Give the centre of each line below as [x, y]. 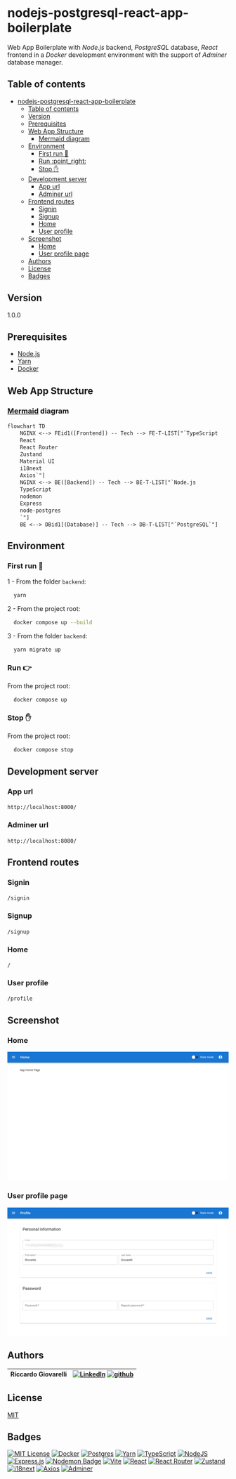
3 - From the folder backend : [47, 636]
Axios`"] [33, 475]
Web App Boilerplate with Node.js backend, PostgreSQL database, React [113, 47]
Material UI [37, 461]
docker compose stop [44, 749]
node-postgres [40, 511]
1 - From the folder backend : [47, 581]
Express [31, 504]
